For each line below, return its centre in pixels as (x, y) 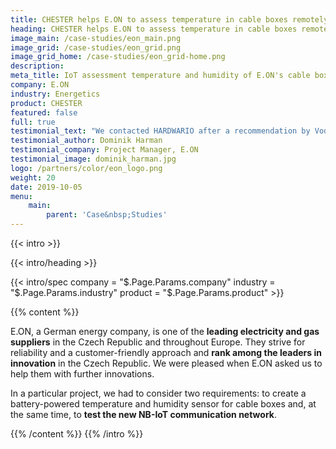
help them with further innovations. (82, 374)
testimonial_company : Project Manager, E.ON (104, 150)
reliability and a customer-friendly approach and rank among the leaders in (166, 352)
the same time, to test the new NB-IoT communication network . (143, 414)
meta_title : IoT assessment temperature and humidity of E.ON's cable (160, 76)
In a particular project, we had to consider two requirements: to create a (158, 393)
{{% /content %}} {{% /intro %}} (77, 434)
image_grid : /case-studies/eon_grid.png (96, 47)
